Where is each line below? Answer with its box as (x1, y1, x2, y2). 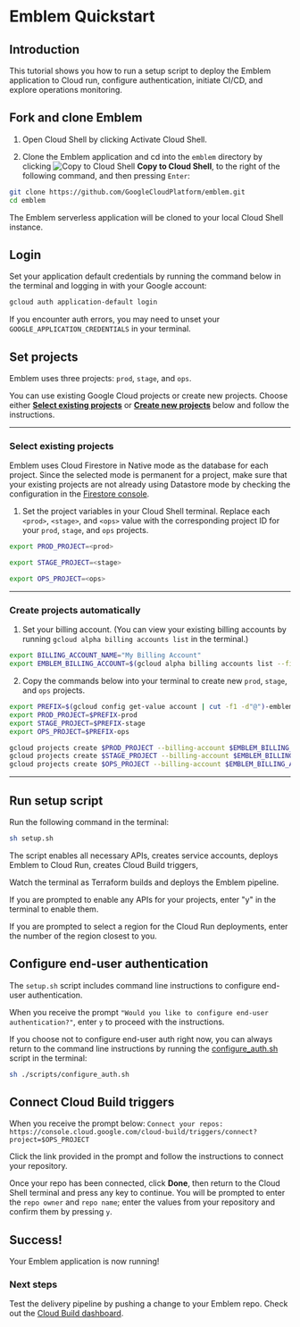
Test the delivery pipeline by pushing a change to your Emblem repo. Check (9, 1298, 288, 1309)
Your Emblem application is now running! (9, 1256, 160, 1267)
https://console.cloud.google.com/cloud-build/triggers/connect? (9, 1128, 257, 1137)
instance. (9, 221, 44, 232)
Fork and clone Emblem (9, 110, 143, 126)
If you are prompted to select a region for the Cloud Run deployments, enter (9, 921, 288, 931)
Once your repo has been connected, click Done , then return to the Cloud (9, 1178, 281, 1189)
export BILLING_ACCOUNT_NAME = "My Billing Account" (9, 651, 202, 660)
